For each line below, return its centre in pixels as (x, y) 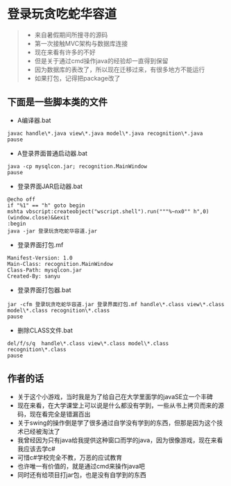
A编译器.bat (34, 120)
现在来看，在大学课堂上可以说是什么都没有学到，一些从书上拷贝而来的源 (120, 405)
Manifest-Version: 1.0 (40, 258)
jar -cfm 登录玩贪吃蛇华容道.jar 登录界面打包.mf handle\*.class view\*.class (116, 304)
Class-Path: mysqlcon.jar (44, 270)
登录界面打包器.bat (44, 290)
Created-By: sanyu (34, 276)
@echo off (22, 199)
